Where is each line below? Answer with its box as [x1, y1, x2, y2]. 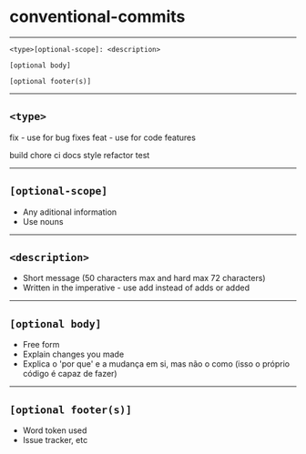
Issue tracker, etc [22, 435, 88, 445]
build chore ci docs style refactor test [9, 149, 150, 160]
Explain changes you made [22, 348, 125, 360]
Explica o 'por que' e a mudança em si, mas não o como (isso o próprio [22, 358, 290, 369]
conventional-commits [9, 6, 186, 27]
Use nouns [22, 216, 64, 227]
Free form [22, 339, 60, 350]
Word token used [22, 425, 87, 436]
